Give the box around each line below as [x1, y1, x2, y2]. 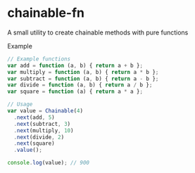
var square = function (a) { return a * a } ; [7, 88, 143, 96]
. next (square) [13, 140, 55, 147]
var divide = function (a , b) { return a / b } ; [7, 82, 153, 89]
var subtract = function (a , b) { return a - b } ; [7, 75, 159, 82]
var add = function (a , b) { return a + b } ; [7, 62, 143, 69]
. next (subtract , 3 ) [13, 120, 71, 127]
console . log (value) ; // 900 [7, 160, 90, 167]
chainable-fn [7, 5, 85, 21]
